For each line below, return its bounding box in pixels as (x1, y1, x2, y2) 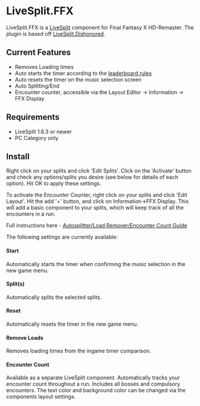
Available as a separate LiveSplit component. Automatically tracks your (6, 374, 180, 382)
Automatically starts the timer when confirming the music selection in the (6, 260, 186, 267)
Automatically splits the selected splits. (6, 293, 102, 301)
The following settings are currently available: (6, 233, 118, 241)
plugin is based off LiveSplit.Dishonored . (6, 30, 105, 37)
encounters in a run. (6, 210, 55, 218)
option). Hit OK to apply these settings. (6, 180, 101, 187)
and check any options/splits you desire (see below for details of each (6, 174, 179, 181)
